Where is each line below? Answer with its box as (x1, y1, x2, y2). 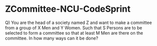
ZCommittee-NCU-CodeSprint (5, 3, 131, 15)
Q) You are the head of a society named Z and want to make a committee (5, 20, 152, 25)
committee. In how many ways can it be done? (5, 35, 98, 41)
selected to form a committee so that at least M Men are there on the (5, 30, 143, 36)
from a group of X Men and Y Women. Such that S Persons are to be (5, 24, 142, 30)
